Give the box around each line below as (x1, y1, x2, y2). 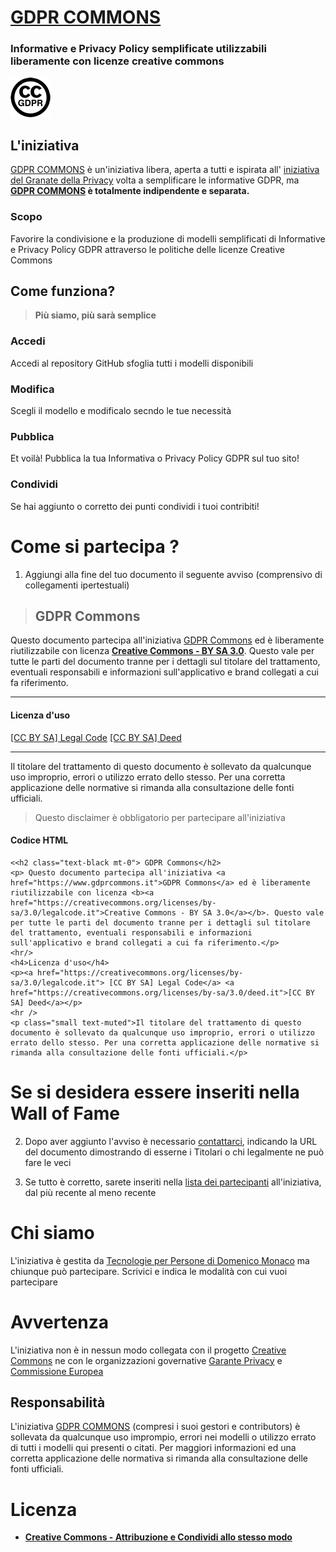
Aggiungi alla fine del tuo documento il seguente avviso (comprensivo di (24, 568, 323, 580)
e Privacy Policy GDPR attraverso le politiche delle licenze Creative (10, 243, 285, 255)
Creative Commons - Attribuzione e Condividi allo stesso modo (24, 1531, 293, 1543)
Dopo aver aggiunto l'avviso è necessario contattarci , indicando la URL (24, 1135, 318, 1147)
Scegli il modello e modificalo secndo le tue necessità (10, 405, 232, 416)
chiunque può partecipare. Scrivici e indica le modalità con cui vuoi (10, 1265, 288, 1277)
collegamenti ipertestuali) (24, 579, 130, 591)
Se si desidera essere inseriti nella (10, 1081, 300, 1103)
